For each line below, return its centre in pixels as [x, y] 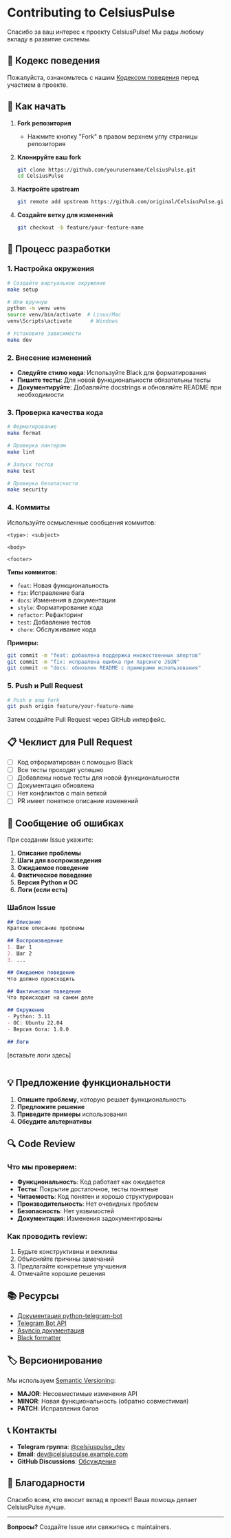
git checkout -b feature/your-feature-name [80, 228]
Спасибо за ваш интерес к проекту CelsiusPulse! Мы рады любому [106, 32]
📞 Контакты [32, 1430]
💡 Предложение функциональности [89, 1083]
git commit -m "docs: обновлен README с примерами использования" [104, 668]
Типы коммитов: [32, 572]
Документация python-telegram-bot [69, 1316]
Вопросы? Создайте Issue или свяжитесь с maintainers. [89, 1527]
